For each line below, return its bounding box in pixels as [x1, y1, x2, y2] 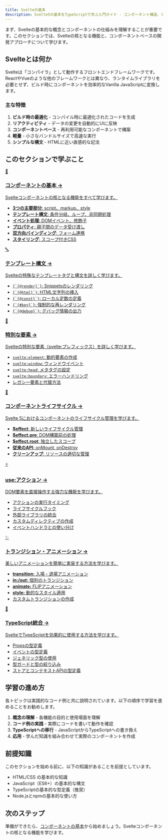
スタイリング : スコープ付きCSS [12, 236, 76, 242]
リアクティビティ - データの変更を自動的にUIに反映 [12, 120, 117, 126]
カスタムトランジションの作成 [12, 596, 74, 602]
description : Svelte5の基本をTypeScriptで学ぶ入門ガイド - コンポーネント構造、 [5, 12, 161, 17]
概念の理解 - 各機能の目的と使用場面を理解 [12, 714, 101, 720]
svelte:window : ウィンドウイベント [12, 361, 84, 367]
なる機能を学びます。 [22, 829, 66, 835]
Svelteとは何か [5, 55, 52, 63]
